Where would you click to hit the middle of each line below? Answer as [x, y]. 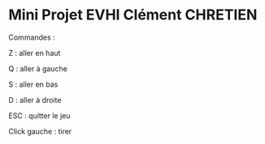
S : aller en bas [33, 84]
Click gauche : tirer [40, 131]
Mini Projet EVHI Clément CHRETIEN [133, 15]
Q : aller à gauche [38, 68]
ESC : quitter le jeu [39, 116]
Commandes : [32, 37]
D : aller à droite [35, 100]
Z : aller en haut [35, 53]
